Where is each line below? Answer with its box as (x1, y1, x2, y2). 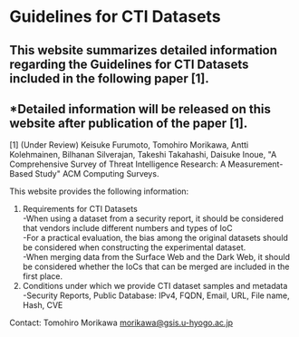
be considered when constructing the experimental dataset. (22, 242, 246, 253)
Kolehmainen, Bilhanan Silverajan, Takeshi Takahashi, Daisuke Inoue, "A (9, 149, 277, 160)
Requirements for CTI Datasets (22, 204, 138, 215)
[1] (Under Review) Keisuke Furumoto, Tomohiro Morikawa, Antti (9, 140, 249, 150)
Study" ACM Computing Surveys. (34, 168, 159, 179)
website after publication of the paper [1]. (9, 115, 248, 130)
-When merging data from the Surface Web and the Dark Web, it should (22, 252, 290, 263)
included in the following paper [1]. (9, 71, 210, 86)
